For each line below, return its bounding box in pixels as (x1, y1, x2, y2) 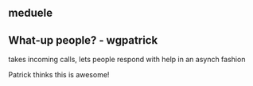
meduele (8, 6, 53, 20)
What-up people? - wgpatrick (8, 33, 158, 47)
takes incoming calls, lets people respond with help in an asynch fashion (8, 55, 246, 64)
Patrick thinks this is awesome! (8, 70, 110, 80)
